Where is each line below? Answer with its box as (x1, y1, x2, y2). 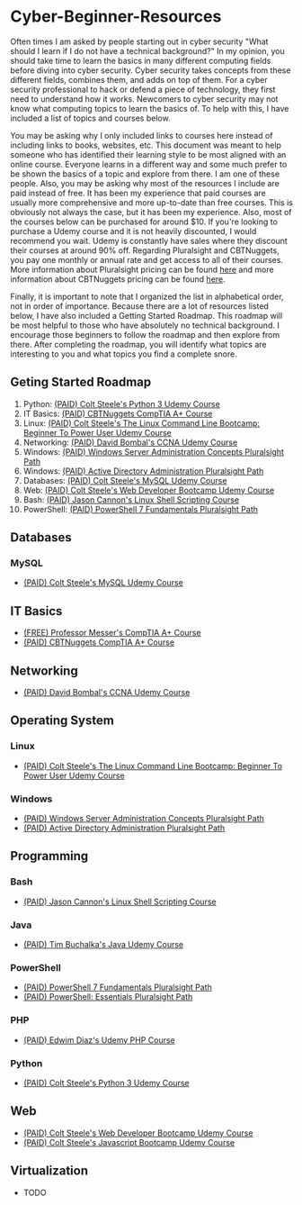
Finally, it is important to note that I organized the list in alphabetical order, (10, 291, 284, 302)
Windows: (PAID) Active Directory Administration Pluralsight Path (22, 466, 264, 476)
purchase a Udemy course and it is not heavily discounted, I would (10, 225, 257, 236)
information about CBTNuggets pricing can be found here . (10, 273, 226, 285)
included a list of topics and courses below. (10, 113, 171, 123)
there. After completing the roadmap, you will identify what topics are (10, 339, 267, 349)
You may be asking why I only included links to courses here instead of (10, 130, 273, 140)
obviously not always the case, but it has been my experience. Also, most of (10, 206, 292, 217)
